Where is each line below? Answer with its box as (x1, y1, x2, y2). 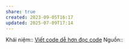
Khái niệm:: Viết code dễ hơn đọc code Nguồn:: (5, 36, 124, 44)
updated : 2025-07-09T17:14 (5, 20, 74, 26)
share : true (5, 8, 36, 15)
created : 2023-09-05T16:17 (5, 14, 74, 20)
